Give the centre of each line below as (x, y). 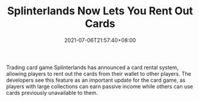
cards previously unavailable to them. (52, 92)
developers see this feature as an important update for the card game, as (96, 80)
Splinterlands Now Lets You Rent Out (100, 11)
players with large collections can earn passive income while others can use (100, 86)
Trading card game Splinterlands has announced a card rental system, (92, 67)
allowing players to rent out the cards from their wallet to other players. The (99, 73)
